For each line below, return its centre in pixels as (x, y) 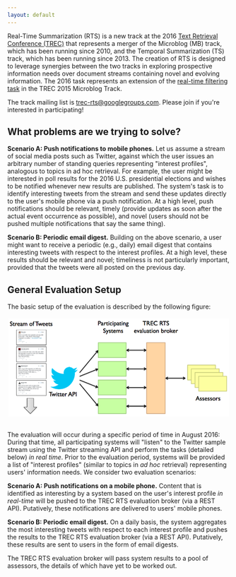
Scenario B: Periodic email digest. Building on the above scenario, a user (114, 237)
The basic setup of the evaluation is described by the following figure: (109, 307)
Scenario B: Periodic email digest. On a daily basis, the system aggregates (117, 522)
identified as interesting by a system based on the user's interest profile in (115, 493)
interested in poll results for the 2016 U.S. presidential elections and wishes (117, 179)
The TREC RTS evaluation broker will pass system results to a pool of (108, 558)
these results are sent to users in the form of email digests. (93, 545)
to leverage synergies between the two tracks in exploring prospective (110, 66)
